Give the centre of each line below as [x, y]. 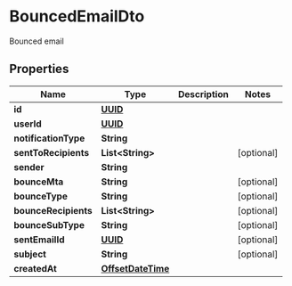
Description [203, 94]
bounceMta [39, 182]
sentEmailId [39, 240]
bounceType [41, 196]
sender [29, 167]
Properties [39, 69]
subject [30, 254]
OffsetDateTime [135, 268]
